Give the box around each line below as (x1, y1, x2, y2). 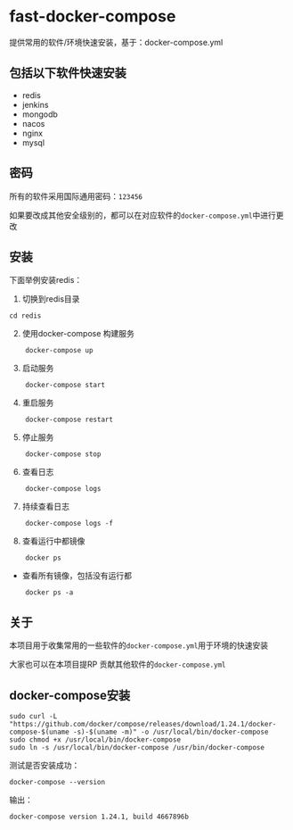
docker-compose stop (25, 450, 102, 459)
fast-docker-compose (9, 6, 176, 27)
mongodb (21, 109, 58, 120)
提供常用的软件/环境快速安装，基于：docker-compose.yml (9, 37, 224, 47)
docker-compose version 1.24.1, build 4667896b (9, 812, 190, 821)
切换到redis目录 (21, 294, 80, 304)
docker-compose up (25, 346, 94, 355)
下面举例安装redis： (9, 275, 83, 286)
